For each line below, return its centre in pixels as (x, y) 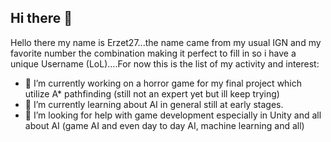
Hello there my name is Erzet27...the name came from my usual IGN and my (166, 42)
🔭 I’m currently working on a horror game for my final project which (163, 83)
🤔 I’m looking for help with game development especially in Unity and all (173, 115)
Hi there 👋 (41, 18)
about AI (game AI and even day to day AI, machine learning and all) (164, 125)
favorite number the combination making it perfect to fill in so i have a (153, 53)
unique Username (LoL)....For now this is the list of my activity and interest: (165, 63)
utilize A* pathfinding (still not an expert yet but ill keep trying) (152, 93)
